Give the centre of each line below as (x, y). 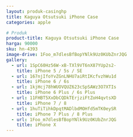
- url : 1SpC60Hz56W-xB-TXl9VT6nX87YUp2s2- (64, 65)
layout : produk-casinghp (36, 11)
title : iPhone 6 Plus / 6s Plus (56, 93)
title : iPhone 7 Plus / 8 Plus (55, 114)
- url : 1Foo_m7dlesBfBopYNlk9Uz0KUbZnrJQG (64, 120)
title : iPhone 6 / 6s (43, 82)
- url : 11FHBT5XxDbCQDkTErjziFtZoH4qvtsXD (64, 98)
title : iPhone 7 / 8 (42, 103)
